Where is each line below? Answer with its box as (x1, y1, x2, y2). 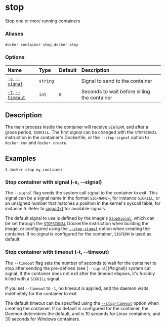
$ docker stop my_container (5, 167, 63, 172)
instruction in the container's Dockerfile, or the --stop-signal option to (5, 135, 149, 140)
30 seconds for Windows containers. (5, 316, 81, 322)
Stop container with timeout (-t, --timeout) (5, 249, 110, 256)
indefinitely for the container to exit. (5, 290, 78, 296)
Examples (5, 154, 36, 162)
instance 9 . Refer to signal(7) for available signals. (5, 206, 106, 212)
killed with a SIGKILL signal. (5, 276, 61, 281)
